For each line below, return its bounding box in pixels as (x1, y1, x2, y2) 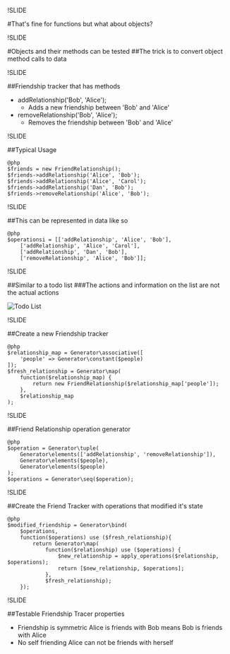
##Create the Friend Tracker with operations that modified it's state (7, 502, 203, 510)
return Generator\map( (32, 540, 99, 547)
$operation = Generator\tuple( (7, 445, 99, 452)
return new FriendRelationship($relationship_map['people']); (32, 380, 219, 387)
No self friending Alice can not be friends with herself (17, 638, 174, 646)
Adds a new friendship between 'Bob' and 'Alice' (28, 103, 170, 112)
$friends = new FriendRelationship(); (7, 165, 121, 173)
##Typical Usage (7, 146, 57, 154)
